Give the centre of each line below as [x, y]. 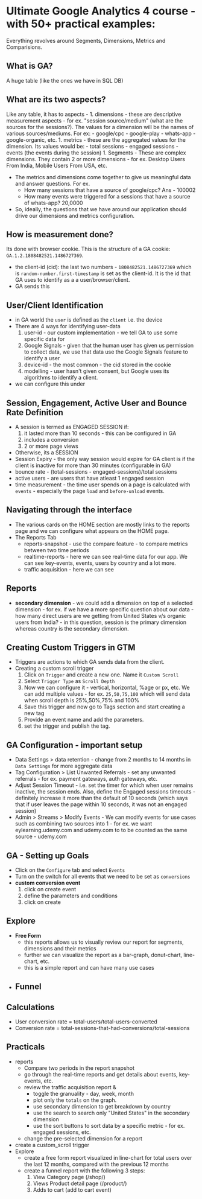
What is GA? [30, 66]
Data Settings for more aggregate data [64, 766]
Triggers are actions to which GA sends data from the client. [90, 662]
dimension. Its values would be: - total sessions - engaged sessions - [93, 146]
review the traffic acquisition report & [70, 1087]
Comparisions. [24, 47]
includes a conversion [51, 440]
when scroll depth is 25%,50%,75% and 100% [82, 701]
